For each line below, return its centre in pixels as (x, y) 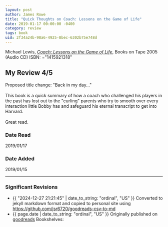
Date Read (18, 135)
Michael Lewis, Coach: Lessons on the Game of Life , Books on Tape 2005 (81, 52)
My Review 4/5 (29, 73)
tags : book (16, 33)
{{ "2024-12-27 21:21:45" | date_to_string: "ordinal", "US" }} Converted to (87, 198)
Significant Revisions (31, 187)
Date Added (20, 159)
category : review (23, 28)
